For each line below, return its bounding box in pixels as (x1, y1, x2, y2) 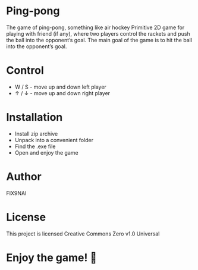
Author (6, 170, 42, 183)
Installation (6, 111, 63, 124)
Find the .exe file (14, 143, 56, 150)
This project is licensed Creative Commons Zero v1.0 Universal (6, 230, 160, 237)
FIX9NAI (6, 189, 27, 197)
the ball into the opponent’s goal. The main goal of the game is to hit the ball (6, 36, 192, 43)
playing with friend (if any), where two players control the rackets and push (6, 30, 190, 37)
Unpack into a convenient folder (14, 136, 94, 143)
